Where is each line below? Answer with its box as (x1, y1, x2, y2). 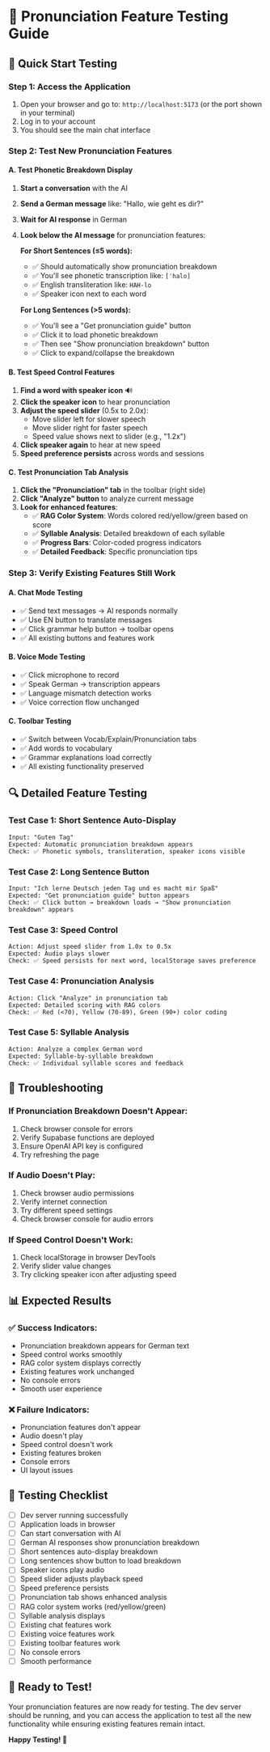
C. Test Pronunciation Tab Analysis (8, 467, 129, 476)
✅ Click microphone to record (19, 670, 120, 679)
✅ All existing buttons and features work (19, 633, 155, 642)
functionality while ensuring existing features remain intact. (8, 1719, 206, 1729)
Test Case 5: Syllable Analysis (8, 1026, 129, 1038)
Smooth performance (19, 1656, 92, 1665)
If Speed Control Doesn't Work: (8, 1234, 133, 1245)
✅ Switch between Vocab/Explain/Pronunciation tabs (19, 734, 197, 743)
